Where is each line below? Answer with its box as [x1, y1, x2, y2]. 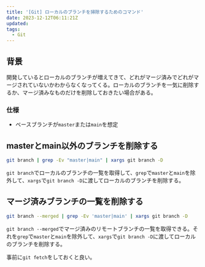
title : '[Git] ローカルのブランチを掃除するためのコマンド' [6, 9, 144, 15]
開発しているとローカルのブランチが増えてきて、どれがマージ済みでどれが [6, 73, 194, 80]
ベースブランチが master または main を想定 [15, 121, 118, 128]
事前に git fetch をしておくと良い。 [6, 253, 96, 261]
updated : [6, 20, 29, 26]
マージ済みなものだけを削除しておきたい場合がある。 [22, 88, 157, 96]
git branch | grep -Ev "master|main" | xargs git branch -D [6, 157, 164, 163]
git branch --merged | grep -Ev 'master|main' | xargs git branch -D [6, 213, 188, 219]
